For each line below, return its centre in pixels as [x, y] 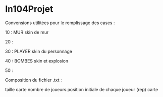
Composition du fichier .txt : [33, 80]
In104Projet [29, 9]
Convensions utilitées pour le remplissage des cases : [60, 23]
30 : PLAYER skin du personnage [39, 51]
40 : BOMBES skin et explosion [37, 61]
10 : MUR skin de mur [27, 32]
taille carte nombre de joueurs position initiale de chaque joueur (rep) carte [82, 89]
